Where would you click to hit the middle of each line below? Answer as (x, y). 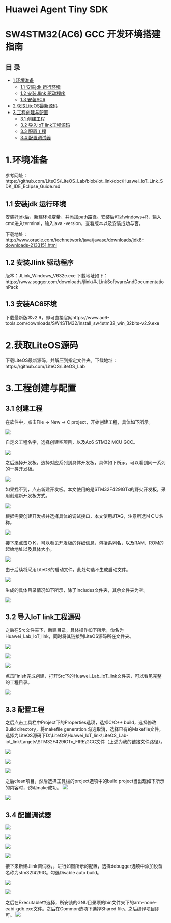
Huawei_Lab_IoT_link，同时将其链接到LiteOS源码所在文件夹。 (69, 636)
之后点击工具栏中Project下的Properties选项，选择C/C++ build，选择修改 (81, 723)
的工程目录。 (19, 682)
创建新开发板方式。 (30, 495)
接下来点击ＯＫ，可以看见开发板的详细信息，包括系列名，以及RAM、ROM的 (84, 543)
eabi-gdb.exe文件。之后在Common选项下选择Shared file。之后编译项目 (80, 908)
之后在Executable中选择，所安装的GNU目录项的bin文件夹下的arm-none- (81, 902)
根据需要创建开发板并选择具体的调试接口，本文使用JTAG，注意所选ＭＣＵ (82, 516)
